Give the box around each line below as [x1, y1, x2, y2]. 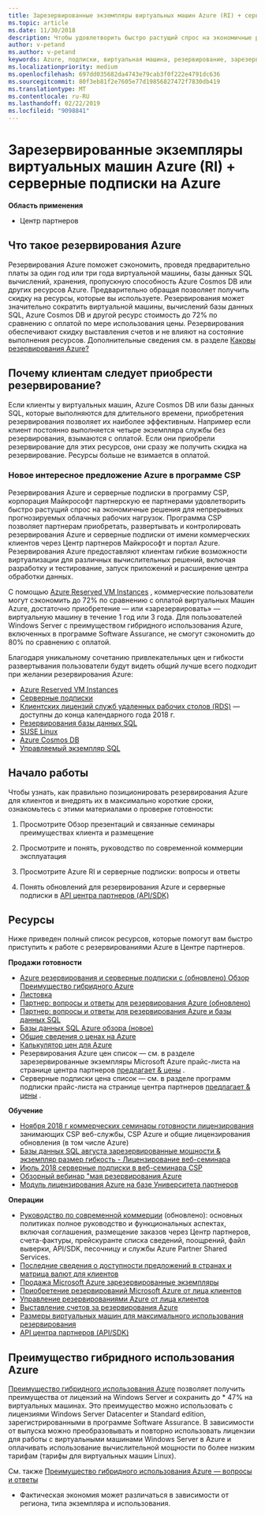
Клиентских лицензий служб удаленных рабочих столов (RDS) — [19, 701, 241, 711]
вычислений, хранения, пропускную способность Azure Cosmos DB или [8, 276, 252, 286]
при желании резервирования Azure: [8, 669, 134, 679]
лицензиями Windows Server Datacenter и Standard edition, [8, 1409, 207, 1419]
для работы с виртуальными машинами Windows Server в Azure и [8, 1435, 232, 1444]
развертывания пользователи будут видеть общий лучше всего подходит [8, 661, 257, 670]
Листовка [19, 990, 53, 1000]
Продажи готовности [8, 958, 82, 967]
